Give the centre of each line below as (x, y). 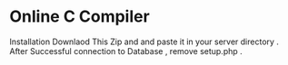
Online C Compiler (79, 17)
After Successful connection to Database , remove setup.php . (126, 51)
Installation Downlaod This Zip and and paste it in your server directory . (144, 42)
